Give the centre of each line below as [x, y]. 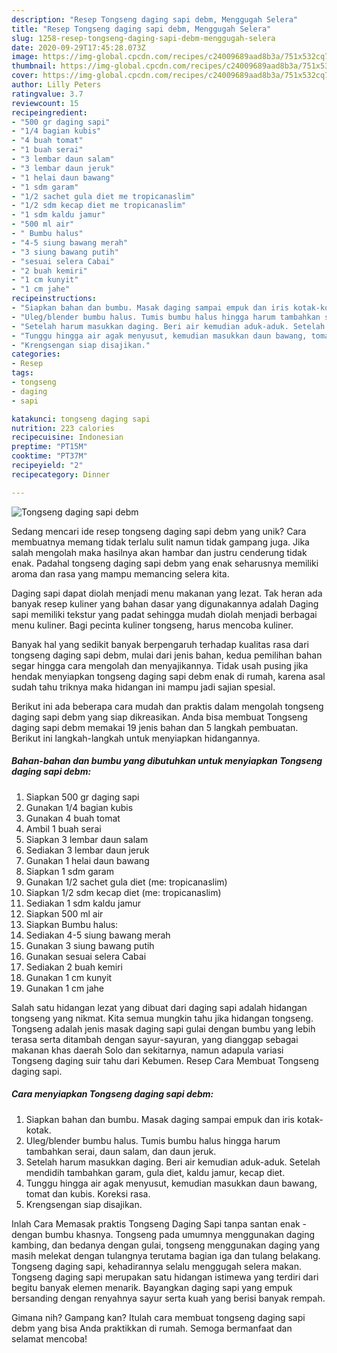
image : [25, 57]
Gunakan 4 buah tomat [73, 818]
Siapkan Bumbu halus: [72, 924]
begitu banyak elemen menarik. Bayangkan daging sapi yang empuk [152, 1287]
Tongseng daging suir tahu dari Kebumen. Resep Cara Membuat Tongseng [165, 1060]
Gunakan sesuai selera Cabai [86, 956]
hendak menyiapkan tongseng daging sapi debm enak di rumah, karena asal [168, 676]
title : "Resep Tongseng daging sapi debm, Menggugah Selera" [141, 29]
